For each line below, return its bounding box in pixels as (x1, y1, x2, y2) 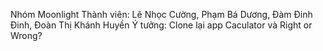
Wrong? (10, 30, 43, 41)
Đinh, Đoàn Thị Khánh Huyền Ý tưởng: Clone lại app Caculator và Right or (10, 19, 313, 31)
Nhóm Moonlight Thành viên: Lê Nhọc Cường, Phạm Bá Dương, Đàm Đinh (10, 9, 313, 20)
